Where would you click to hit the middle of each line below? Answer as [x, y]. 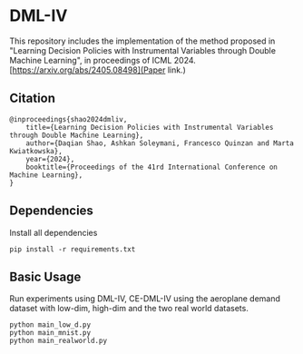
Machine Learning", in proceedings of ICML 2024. [103, 60]
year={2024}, [50, 159]
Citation [33, 98]
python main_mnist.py [50, 333]
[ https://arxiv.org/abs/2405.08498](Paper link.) [98, 70]
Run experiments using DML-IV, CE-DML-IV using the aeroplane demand [145, 299]
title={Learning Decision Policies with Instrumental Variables [150, 127]
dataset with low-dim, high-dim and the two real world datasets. [129, 309]
